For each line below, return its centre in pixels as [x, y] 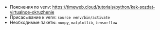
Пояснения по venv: [30, 7]
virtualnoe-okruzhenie [32, 12]
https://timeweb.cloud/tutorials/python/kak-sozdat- [104, 7]
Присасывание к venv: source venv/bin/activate [60, 17]
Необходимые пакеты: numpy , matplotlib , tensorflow [63, 22]
